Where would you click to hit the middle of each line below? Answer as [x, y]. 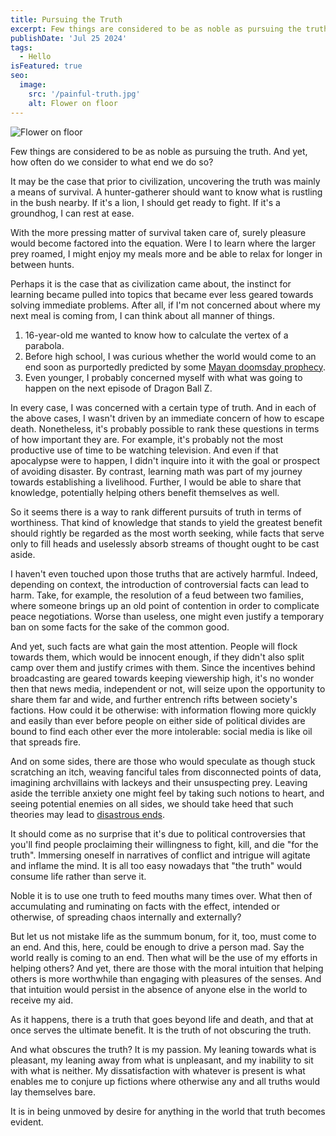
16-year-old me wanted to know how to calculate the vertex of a [156, 335]
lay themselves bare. [53, 1092]
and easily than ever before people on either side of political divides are [158, 720]
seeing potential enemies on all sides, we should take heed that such [152, 803]
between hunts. [42, 264]
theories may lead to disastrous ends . [87, 814]
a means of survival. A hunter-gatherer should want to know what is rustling [166, 192]
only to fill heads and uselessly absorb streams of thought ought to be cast [165, 543]
